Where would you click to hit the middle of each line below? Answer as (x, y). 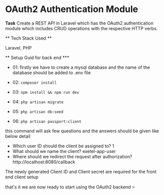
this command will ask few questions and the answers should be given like (82, 131)
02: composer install (34, 82)
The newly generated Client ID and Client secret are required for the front (81, 171)
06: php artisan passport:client (47, 121)
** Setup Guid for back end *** (37, 57)
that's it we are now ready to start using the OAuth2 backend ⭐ (70, 187)
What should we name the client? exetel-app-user (64, 151)
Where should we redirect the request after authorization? (72, 156)
